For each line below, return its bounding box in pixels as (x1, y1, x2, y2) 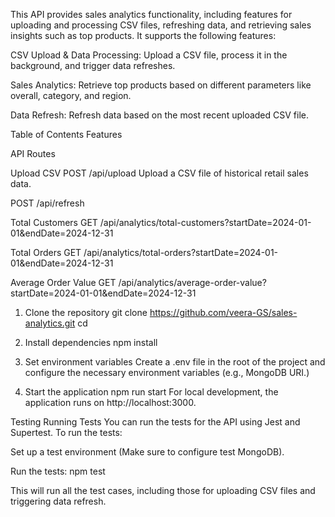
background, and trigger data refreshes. (10, 60, 176, 71)
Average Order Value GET (10, 277, 117, 288)
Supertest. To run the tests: (10, 427, 123, 438)
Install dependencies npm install (24, 337, 158, 348)
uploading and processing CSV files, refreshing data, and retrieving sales (10, 19, 312, 31)
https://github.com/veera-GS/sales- (149, 307, 298, 318)
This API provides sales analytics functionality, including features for (10, 9, 293, 20)
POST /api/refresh (10, 197, 85, 209)
